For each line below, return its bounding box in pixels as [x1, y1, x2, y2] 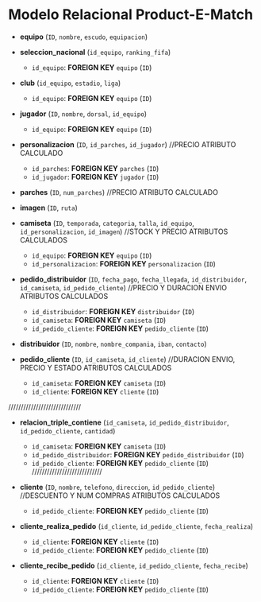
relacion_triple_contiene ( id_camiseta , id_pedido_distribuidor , [19, 418, 229, 427]
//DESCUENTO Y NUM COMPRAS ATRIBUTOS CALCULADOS [19, 491, 221, 500]
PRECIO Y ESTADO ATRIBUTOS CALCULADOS [19, 363, 172, 372]
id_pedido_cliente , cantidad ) [19, 425, 116, 435]
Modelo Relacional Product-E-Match [8, 6, 254, 24]
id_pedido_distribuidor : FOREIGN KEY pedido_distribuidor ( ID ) [31, 449, 244, 459]
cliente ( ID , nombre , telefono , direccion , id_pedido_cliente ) [19, 482, 216, 491]
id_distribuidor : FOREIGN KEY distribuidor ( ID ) [31, 306, 195, 316]
